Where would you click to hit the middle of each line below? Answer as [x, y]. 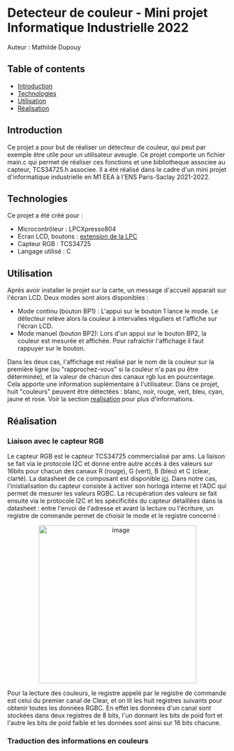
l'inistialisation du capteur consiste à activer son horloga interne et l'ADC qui [117, 486]
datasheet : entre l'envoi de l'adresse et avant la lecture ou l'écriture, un [111, 508]
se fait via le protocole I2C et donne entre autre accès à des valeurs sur [110, 464]
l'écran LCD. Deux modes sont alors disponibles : [78, 298]
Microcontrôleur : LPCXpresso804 [67, 229]
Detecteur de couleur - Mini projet [108, 13]
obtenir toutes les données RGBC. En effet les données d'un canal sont [109, 708]
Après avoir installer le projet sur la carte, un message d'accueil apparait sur [117, 290]
